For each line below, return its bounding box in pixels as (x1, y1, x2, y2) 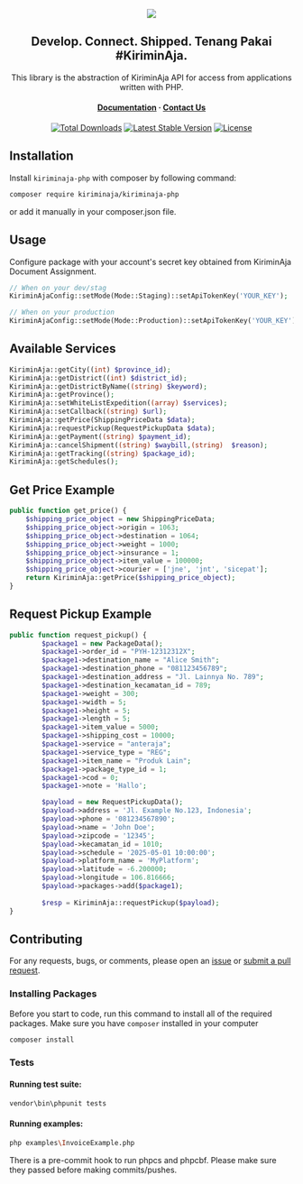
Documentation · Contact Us (96, 102, 207, 113)
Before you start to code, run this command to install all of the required (9, 1008, 272, 1019)
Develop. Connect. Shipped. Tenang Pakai (31, 34, 272, 50)
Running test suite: (9, 1078, 82, 1090)
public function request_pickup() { (9, 630, 147, 639)
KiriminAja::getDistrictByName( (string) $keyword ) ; (9, 381, 207, 391)
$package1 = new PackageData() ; (41, 638, 164, 648)
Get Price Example (9, 482, 115, 498)
